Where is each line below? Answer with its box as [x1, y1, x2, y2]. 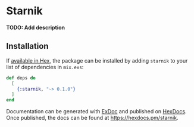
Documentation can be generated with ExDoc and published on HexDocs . [6, 108, 187, 115]
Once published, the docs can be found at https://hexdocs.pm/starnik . [6, 114, 179, 122]
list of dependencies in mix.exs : [6, 63, 84, 70]
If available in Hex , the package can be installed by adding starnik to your [6, 57, 188, 64]
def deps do [6, 75, 36, 81]
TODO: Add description [6, 24, 65, 31]
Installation [6, 41, 49, 51]
